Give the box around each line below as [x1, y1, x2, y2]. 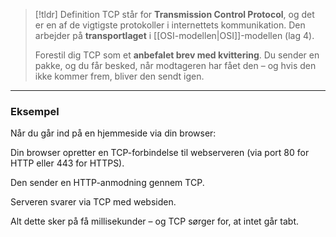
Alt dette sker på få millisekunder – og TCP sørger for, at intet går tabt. [10, 215, 299, 228]
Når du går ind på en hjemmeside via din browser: [10, 127, 217, 139]
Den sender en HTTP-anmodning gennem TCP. [10, 177, 205, 189]
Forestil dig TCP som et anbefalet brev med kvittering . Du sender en [34, 49, 320, 61]
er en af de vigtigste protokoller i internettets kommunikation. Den [34, 19, 306, 31]
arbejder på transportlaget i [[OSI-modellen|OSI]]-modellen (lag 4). [34, 30, 315, 41]
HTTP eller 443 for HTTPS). [10, 157, 125, 169]
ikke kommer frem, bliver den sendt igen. [34, 70, 205, 82]
